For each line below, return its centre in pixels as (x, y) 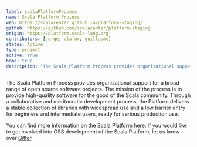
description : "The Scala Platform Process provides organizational (90, 66)
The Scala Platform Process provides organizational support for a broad (93, 83)
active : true (22, 55)
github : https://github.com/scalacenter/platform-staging (78, 28)
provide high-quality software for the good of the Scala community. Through (98, 95)
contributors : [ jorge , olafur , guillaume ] (59, 39)
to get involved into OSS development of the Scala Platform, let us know (93, 132)
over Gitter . (20, 138)
